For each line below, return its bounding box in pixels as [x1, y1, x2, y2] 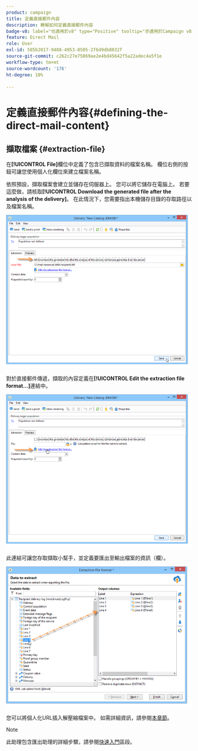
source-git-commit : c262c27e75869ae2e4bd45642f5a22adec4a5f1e [6, 53, 162, 59]
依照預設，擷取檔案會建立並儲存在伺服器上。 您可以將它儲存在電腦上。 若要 [6, 181, 190, 188]
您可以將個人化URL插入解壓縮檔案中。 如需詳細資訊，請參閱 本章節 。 [6, 714, 173, 721]
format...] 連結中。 [6, 382, 51, 389]
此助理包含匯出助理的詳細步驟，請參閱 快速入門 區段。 [6, 739, 136, 746]
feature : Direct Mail [6, 34, 60, 41]
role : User [6, 41, 33, 47]
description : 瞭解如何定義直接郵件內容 [6, 22, 93, 28]
